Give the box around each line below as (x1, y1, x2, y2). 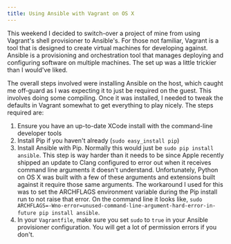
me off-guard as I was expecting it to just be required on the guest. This (7, 86, 212, 94)
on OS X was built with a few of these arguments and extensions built (17, 173, 216, 181)
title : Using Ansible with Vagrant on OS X (7, 10, 135, 17)
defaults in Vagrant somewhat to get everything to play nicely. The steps (7, 101, 214, 109)
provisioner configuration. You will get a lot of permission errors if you (17, 223, 217, 231)
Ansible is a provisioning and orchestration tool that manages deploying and (7, 51, 223, 59)
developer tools (17, 129, 62, 137)
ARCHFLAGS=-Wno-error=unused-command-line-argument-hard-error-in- (17, 202, 216, 209)
